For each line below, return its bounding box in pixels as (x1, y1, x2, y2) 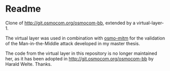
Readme (5, 3, 41, 15)
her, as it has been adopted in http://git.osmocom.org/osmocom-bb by (5, 55, 154, 61)
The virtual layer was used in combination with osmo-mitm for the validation (5, 35, 165, 41)
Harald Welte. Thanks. (5, 61, 52, 67)
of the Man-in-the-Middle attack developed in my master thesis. (5, 40, 140, 46)
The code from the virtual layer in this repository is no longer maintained (5, 50, 157, 56)
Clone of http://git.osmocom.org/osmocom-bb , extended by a (5, 20, 136, 26)
